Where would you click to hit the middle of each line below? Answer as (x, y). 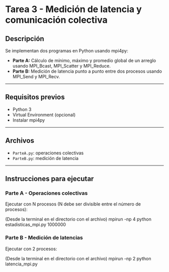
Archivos (20, 141)
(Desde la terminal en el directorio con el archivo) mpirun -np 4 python (78, 219)
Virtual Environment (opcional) (44, 115)
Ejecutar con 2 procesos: (31, 249)
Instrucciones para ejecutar (50, 179)
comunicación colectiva (56, 20)
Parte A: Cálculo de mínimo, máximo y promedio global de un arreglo (84, 61)
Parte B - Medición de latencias (44, 238)
